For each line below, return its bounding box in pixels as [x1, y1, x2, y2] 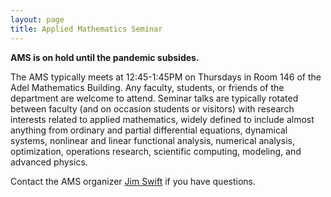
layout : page [10, 14, 65, 25]
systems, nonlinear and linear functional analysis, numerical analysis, [10, 134, 295, 146]
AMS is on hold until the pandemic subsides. [10, 51, 200, 63]
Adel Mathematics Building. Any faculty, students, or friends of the [10, 81, 285, 93]
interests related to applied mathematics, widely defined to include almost [10, 113, 315, 125]
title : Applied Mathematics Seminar [10, 24, 163, 34]
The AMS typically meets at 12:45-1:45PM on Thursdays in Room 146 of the [10, 71, 322, 83]
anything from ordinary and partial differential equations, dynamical [10, 124, 288, 136]
